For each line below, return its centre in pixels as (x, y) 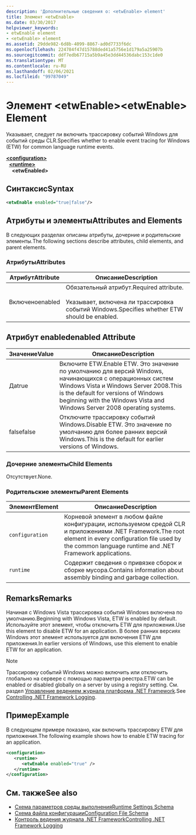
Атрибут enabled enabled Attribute (71, 337)
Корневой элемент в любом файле (113, 517)
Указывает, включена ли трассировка (120, 302)
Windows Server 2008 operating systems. (117, 407)
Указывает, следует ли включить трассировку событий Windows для (92, 135)
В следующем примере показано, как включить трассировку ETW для (94, 730)
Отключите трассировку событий (107, 417)
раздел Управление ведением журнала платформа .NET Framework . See (96, 691)
